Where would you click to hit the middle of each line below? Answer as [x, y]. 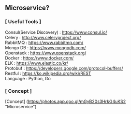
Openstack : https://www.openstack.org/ [46, 53]
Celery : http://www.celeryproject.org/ [43, 37]
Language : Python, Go [28, 78]
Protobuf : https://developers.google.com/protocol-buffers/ [64, 68]
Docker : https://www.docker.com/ [39, 58]
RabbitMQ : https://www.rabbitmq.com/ [44, 43]
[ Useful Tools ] [23, 22]
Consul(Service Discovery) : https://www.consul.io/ [56, 32]
